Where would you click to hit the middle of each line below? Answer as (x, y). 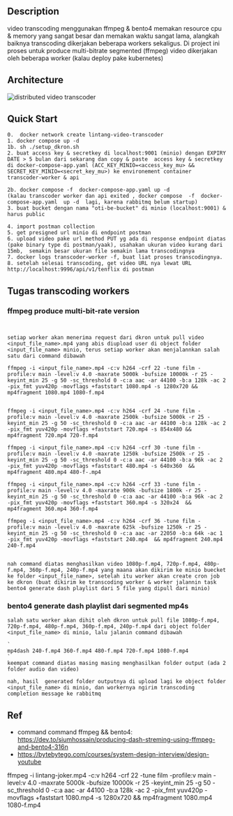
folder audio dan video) (43, 670)
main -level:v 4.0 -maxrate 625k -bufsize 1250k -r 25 (119, 527)
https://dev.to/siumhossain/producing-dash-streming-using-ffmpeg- (116, 740)
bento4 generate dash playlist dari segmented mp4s (98, 606)
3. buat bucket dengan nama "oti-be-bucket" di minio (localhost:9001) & (117, 208)
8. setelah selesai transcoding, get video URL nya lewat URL (99, 264)
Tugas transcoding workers (69, 291)
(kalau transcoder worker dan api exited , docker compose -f (101, 196)
